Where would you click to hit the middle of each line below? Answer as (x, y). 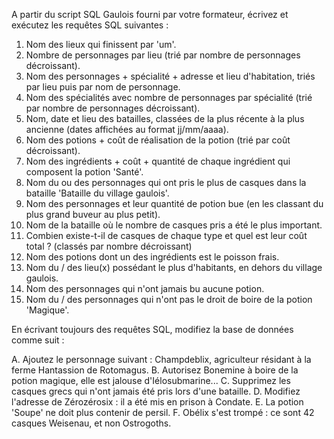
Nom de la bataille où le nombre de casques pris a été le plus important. (174, 225)
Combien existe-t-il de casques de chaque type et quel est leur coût (166, 235)
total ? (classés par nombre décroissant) (109, 246)
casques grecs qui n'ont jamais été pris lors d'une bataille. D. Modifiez (156, 391)
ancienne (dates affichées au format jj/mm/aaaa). (127, 129)
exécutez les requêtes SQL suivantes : (90, 25)
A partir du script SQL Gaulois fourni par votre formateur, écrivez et (150, 14)
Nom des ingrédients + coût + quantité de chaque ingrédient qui (158, 161)
